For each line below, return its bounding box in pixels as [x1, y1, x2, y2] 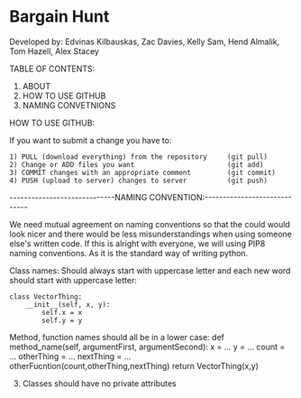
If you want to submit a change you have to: [9, 134, 172, 145]
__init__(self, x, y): [25, 300, 111, 309]
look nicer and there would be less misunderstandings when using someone [9, 228, 293, 239]
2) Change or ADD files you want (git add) [9, 160, 264, 169]
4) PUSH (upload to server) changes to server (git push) [9, 176, 269, 185]
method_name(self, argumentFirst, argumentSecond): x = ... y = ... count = [9, 341, 286, 352]
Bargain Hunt [9, 6, 110, 27]
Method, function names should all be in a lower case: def [9, 331, 225, 342]
